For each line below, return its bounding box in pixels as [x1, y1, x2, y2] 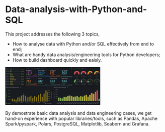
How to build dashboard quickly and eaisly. [12, 57, 102, 63]
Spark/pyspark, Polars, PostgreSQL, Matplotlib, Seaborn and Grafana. [5, 120, 150, 127]
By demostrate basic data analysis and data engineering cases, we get [5, 110, 152, 116]
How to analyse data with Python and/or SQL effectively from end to [12, 40, 154, 47]
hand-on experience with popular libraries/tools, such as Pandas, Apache [5, 115, 157, 121]
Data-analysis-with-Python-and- [5, 4, 147, 15]
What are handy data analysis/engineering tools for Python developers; [12, 52, 160, 58]
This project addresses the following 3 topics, [5, 31, 100, 37]
